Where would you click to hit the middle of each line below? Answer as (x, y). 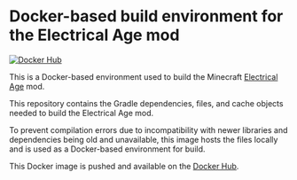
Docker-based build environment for (146, 16)
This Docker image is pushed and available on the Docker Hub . (124, 166)
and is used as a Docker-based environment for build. (107, 149)
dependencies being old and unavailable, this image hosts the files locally (144, 139)
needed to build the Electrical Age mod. (81, 113)
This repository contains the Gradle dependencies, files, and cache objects (146, 103)
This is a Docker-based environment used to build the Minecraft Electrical (144, 76)
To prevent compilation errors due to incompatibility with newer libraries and (148, 129)
